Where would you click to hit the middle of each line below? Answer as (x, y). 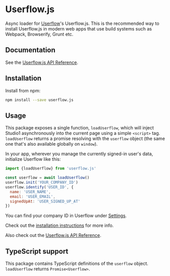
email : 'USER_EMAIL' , (33, 196)
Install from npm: (23, 90)
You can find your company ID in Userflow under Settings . (66, 216)
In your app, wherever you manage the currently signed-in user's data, (79, 154)
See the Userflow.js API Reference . (42, 62)
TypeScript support (37, 251)
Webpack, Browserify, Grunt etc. (39, 34)
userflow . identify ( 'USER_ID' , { (39, 187)
